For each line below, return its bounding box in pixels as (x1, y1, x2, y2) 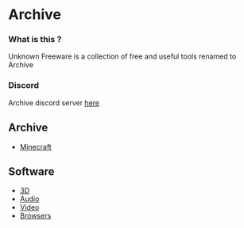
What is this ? (8, 34, 62, 45)
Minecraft (19, 142, 52, 151)
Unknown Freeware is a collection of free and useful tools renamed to (8, 51, 237, 61)
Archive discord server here (8, 97, 99, 108)
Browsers (19, 211, 52, 221)
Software (8, 165, 55, 178)
